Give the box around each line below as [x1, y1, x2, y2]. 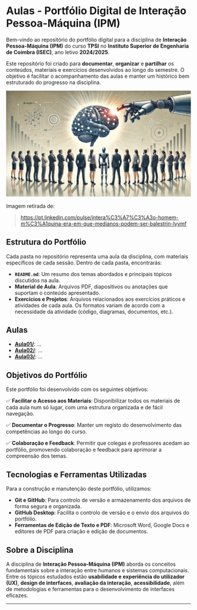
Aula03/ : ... [14, 353, 43, 360]
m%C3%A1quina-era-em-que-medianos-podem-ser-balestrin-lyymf [20, 220, 187, 227]
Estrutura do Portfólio [6, 237, 87, 247]
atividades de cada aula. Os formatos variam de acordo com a [14, 301, 165, 309]
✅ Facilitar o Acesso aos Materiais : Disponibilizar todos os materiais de [6, 397, 181, 405]
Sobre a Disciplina [6, 545, 74, 555]
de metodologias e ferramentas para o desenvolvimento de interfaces [6, 585, 175, 592]
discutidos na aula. [14, 277, 60, 284]
